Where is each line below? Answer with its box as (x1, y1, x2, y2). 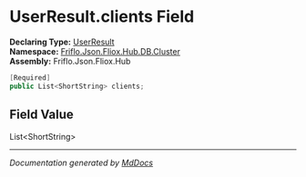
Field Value (9, 107, 75, 123)
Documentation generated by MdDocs (9, 157, 153, 168)
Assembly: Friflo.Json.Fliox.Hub (9, 55, 131, 66)
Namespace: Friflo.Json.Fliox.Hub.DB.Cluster (9, 45, 180, 56)
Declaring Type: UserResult (9, 36, 116, 47)
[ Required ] (9, 73, 51, 83)
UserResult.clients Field (9, 6, 195, 27)
